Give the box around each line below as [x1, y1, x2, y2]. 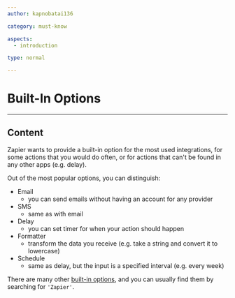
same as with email [27, 209, 84, 218]
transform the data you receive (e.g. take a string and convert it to [27, 239, 218, 248]
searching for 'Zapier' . [7, 282, 75, 290]
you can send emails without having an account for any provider [27, 195, 213, 203]
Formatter [17, 232, 46, 240]
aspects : [7, 36, 33, 43]
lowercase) [27, 246, 61, 255]
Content [7, 127, 44, 139]
